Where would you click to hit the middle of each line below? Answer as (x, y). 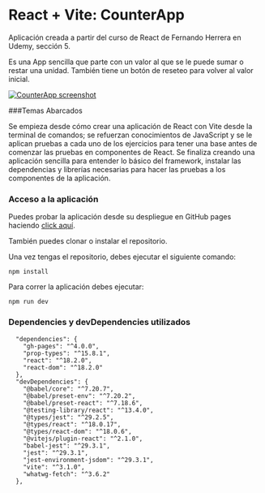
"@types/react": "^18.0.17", (72, 424)
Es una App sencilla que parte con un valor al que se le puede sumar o (126, 62)
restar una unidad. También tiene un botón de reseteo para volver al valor (131, 70)
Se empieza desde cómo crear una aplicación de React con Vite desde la (130, 126)
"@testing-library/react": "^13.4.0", (88, 410)
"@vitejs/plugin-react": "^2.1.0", (83, 439)
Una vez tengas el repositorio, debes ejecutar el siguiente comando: (122, 257)
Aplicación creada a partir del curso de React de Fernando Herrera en (125, 37)
